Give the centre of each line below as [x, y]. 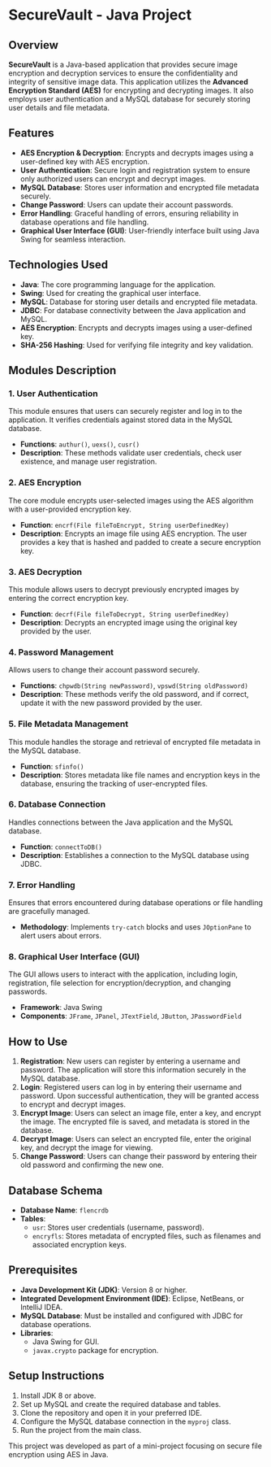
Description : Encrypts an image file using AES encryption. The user [133, 533]
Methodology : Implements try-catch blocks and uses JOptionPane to [135, 927]
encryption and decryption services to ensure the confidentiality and [123, 73]
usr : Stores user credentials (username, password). [118, 1228]
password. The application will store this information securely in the [133, 1070]
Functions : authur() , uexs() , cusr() [80, 444]
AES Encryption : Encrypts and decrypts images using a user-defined [136, 328]
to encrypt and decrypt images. [73, 1104]
